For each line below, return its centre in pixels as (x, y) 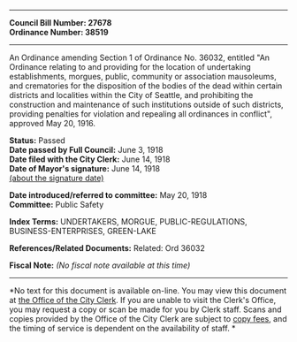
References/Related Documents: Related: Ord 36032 (107, 248)
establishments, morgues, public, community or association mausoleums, (143, 76)
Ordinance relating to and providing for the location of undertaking (130, 67)
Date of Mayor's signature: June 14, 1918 (85, 168)
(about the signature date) (57, 178)
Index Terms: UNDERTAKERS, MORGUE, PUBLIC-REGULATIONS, (128, 221)
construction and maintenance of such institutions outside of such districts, (147, 104)
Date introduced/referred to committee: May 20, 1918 (108, 195)
